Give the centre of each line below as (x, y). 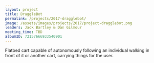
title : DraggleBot (24, 14)
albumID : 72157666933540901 (34, 37)
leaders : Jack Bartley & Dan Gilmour (44, 28)
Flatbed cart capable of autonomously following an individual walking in (77, 50)
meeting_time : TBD (24, 32)
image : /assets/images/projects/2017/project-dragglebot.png (69, 23)
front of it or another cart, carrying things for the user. (59, 55)
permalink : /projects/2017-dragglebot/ (46, 18)
